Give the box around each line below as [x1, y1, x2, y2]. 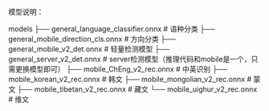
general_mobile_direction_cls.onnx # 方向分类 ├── [8, 35, 177, 43]
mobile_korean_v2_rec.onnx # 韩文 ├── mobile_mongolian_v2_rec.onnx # [8, 75, 251, 84]
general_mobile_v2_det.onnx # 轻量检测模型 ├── [8, 44, 170, 54]
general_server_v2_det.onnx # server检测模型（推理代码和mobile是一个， [8, 55, 251, 64]
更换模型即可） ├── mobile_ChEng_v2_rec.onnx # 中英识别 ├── [14, 64, 228, 74]
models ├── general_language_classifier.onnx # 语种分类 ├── [8, 24, 215, 34]
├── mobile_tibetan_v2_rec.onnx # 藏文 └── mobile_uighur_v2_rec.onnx [17, 84, 258, 94]
